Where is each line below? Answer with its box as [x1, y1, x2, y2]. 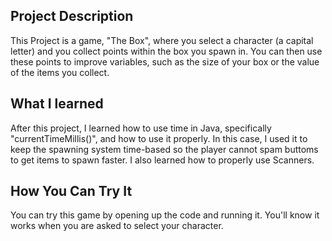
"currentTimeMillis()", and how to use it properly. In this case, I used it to [10, 132, 308, 144]
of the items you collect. [10, 66, 110, 78]
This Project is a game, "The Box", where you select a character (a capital [10, 34, 314, 46]
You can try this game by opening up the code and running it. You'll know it [10, 209, 320, 221]
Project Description [10, 8, 134, 25]
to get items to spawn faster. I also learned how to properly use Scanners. [10, 154, 315, 166]
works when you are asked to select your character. [10, 220, 224, 232]
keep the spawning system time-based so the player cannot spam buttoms [10, 143, 319, 155]
